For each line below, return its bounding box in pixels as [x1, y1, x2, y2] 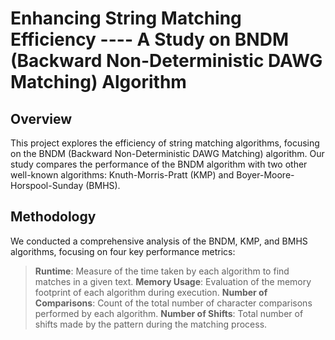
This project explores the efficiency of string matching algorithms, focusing [10, 137, 320, 149]
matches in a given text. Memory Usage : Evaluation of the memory [34, 275, 312, 287]
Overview [10, 110, 73, 127]
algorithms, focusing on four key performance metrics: [10, 245, 236, 257]
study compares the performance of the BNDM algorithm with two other [10, 158, 308, 170]
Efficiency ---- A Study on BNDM [10, 28, 289, 51]
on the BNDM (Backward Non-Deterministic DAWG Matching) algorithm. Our [10, 148, 325, 159]
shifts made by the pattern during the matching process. [34, 318, 268, 330]
